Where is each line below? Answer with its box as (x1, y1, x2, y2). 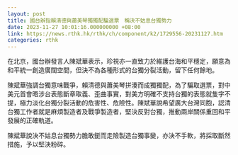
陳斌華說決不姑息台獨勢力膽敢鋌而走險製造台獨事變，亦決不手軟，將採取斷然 (7, 132, 231, 140)
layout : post (7, 10, 46, 18)
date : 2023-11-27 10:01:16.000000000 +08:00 (7, 23, 141, 30)
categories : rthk (7, 37, 59, 44)
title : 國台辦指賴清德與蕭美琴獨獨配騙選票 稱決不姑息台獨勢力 (7, 17, 172, 24)
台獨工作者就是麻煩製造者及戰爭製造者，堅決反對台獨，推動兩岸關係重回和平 (7, 108, 231, 116)
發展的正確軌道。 (7, 116, 57, 125)
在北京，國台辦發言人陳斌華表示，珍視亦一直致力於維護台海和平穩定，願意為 (7, 57, 231, 66)
